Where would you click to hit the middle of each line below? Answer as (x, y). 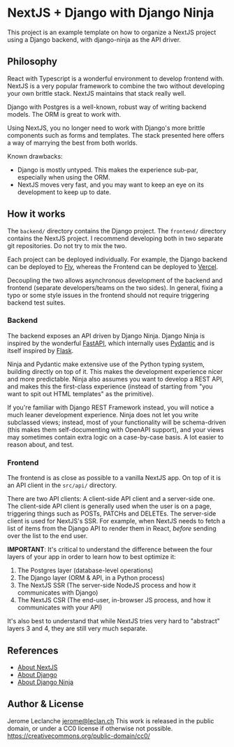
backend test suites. (36, 303)
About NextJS (37, 667)
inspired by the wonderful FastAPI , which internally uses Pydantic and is (111, 343)
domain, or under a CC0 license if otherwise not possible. (90, 728)
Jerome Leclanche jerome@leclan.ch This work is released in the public (111, 720)
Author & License (45, 704)
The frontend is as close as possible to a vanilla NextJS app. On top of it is (114, 478)
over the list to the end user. (47, 536)
